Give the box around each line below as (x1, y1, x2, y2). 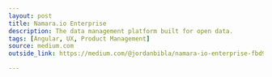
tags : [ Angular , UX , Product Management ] (8, 34, 151, 43)
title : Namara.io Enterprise (8, 19, 107, 28)
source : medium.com (8, 42, 74, 50)
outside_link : (8, 49, 57, 58)
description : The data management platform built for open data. (8, 27, 233, 35)
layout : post (8, 11, 53, 20)
